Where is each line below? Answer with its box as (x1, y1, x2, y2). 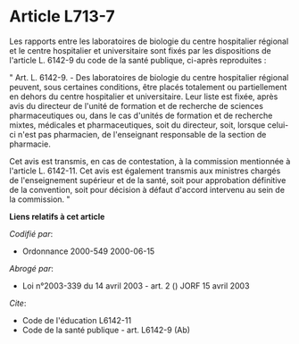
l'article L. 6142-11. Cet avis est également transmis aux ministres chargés (9, 165, 281, 176)
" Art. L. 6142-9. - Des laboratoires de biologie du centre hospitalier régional (9, 71, 289, 82)
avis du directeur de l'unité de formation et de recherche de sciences (9, 100, 263, 111)
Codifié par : (9, 228, 54, 239)
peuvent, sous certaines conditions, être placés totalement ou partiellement (9, 81, 287, 92)
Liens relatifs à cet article (9, 211, 105, 222)
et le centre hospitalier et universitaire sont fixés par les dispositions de (9, 45, 271, 55)
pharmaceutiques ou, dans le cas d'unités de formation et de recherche (9, 110, 273, 121)
